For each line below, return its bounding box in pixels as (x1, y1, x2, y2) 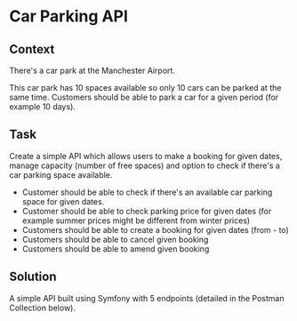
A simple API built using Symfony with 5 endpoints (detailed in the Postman (9, 293, 285, 303)
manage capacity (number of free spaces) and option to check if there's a (9, 160, 280, 171)
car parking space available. (9, 169, 113, 180)
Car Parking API (9, 6, 129, 27)
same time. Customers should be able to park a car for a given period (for (9, 92, 279, 102)
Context (9, 42, 55, 57)
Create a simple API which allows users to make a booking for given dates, (9, 150, 283, 161)
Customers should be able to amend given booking (21, 243, 210, 254)
